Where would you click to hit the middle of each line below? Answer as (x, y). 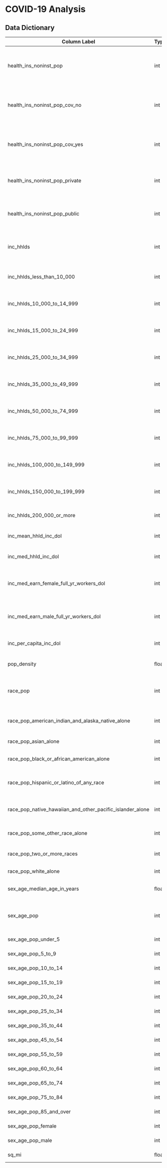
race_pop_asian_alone (34, 741)
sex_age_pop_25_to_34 (35, 1011)
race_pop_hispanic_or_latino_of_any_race (56, 783)
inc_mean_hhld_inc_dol (35, 536)
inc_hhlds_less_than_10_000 (42, 277)
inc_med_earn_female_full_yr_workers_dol (56, 583)
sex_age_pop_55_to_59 (35, 1054)
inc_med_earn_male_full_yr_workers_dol (54, 616)
